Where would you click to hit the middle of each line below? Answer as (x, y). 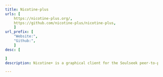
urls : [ (13, 14)
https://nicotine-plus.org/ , (43, 18)
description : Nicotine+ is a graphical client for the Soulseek (71, 63)
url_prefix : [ (19, 32)
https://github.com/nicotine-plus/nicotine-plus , (65, 23)
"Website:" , (26, 37)
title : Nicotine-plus (27, 9)
